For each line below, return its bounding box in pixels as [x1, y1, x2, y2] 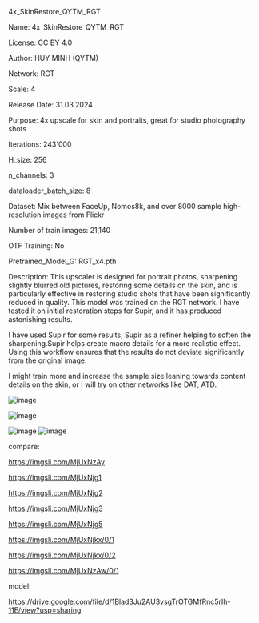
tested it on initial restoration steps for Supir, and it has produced [8, 306, 222, 316]
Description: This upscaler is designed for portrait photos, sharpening [8, 272, 238, 281]
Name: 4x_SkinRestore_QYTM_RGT [8, 22, 125, 31]
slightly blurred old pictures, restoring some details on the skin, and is [8, 280, 238, 290]
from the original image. [8, 356, 87, 365]
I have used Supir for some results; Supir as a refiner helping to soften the [8, 330, 252, 340]
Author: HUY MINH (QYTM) [8, 54, 98, 62]
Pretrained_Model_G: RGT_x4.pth [8, 256, 117, 266]
